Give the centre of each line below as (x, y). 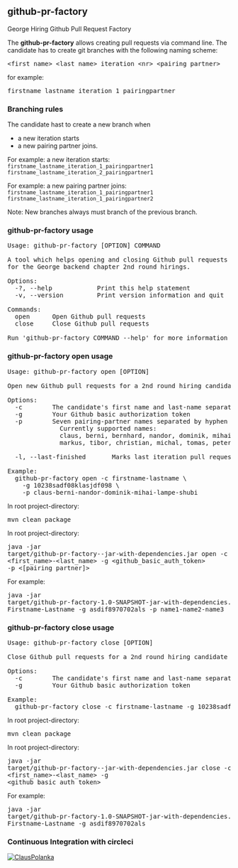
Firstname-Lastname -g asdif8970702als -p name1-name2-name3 (116, 609)
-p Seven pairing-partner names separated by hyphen (121, 421)
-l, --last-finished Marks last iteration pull (110, 457)
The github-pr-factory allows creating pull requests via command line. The (117, 43)
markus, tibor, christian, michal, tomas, (135, 443)
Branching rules (35, 109)
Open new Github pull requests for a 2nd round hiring (104, 386)
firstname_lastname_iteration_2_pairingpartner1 (80, 173)
